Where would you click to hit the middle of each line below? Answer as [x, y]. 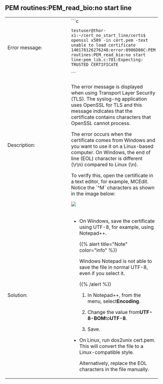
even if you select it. [102, 273]
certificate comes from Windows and [113, 140]
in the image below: [93, 193]
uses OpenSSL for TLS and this [106, 105]
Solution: [17, 295]
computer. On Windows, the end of [111, 152]
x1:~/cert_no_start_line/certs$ [108, 35]
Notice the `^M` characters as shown [113, 188]
